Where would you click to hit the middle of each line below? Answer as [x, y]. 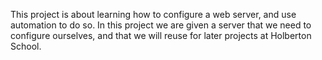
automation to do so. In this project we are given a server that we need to [161, 25]
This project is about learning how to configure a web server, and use [153, 14]
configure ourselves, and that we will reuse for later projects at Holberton [161, 35]
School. [26, 46]
